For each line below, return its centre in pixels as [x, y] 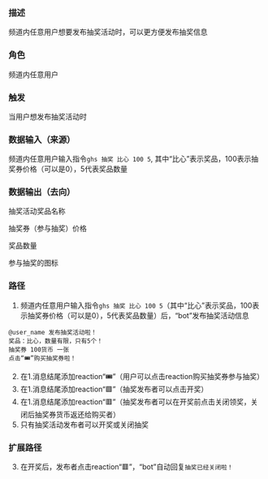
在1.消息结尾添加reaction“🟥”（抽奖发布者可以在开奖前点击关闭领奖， [136, 401]
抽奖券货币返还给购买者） [77, 414]
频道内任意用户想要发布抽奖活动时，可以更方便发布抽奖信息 [108, 32]
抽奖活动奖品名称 [37, 211]
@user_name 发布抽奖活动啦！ [53, 332]
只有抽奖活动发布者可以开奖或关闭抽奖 [84, 425]
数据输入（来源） [42, 140]
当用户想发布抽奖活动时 [48, 116]
